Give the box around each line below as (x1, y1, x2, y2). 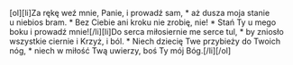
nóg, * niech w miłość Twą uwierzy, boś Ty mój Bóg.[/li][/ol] (9, 45, 232, 56)
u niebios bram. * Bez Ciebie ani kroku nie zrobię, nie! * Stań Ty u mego (9, 17, 277, 28)
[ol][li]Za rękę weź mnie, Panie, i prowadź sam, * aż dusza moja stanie (9, 8, 270, 18)
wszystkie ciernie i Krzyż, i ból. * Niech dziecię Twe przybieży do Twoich (9, 36, 281, 46)
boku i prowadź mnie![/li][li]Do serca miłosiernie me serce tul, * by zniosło (9, 27, 284, 37)
